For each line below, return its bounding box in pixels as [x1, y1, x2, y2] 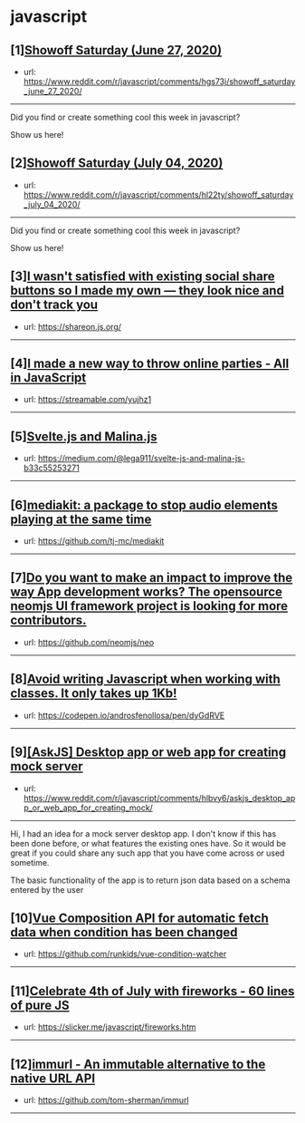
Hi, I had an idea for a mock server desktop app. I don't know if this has [10, 828, 277, 839]
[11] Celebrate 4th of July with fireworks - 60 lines [10, 983, 295, 999]
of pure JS [10, 997, 71, 1012]
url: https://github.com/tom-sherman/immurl [23, 1094, 189, 1105]
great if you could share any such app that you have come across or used [10, 847, 285, 858]
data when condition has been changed [10, 925, 238, 940]
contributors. [10, 613, 87, 628]
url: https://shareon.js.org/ [23, 321, 121, 332]
